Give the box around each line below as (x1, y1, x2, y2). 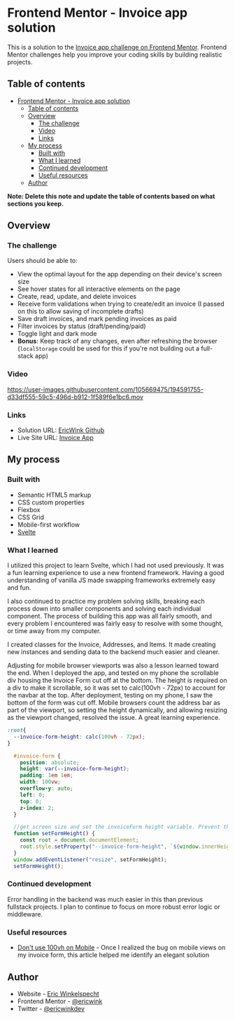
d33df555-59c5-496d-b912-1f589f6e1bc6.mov (7, 392, 143, 401)
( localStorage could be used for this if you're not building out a (17, 344, 200, 353)
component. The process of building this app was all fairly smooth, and (7, 612, 212, 621)
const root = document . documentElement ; (20, 837, 139, 844)
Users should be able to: (7, 257, 78, 265)
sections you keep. (7, 199, 64, 208)
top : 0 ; (20, 798, 42, 805)
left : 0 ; (20, 791, 45, 798)
